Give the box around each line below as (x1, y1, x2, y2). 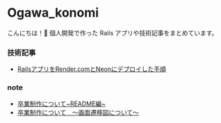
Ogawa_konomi (7, 5, 99, 21)
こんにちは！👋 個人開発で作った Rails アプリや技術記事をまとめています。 (7, 28, 218, 37)
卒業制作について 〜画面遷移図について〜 (17, 108, 139, 116)
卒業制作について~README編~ (17, 99, 106, 108)
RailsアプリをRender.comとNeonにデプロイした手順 (17, 65, 167, 74)
